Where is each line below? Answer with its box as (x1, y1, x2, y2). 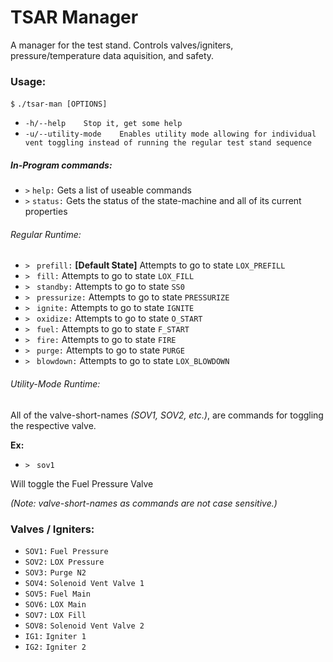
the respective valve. (10, 419, 97, 431)
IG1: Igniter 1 (24, 631, 87, 641)
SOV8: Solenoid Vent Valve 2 (24, 621, 145, 631)
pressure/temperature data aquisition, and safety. (10, 49, 215, 61)
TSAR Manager (10, 6, 139, 29)
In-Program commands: (10, 159, 113, 171)
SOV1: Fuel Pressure (24, 546, 109, 556)
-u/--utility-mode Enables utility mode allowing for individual (24, 129, 317, 140)
